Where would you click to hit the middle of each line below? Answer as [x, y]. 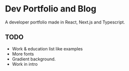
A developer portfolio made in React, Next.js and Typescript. [65, 22]
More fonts [23, 54]
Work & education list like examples [47, 48]
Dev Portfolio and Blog [51, 9]
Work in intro [25, 64]
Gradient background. [34, 59]
